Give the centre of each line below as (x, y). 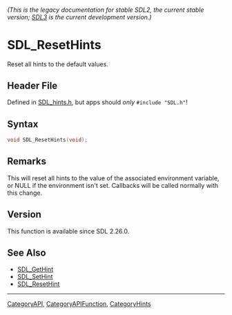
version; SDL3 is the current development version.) (79, 17)
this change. (25, 193)
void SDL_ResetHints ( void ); (48, 140)
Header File (32, 85)
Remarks (27, 161)
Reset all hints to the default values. (58, 64)
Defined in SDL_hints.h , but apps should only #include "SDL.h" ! (97, 102)
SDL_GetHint (35, 269)
